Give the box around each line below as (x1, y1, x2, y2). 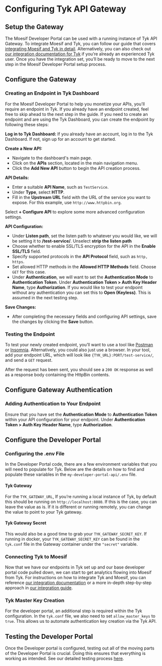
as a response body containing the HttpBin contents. (5, 372, 110, 377)
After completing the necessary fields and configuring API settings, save (12, 313, 157, 319)
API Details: (5, 175, 29, 180)
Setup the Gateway (5, 23, 64, 31)
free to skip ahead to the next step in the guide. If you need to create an (5, 111, 148, 117)
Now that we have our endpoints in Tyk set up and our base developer (5, 564, 145, 570)
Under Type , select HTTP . (12, 189, 65, 195)
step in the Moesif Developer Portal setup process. (5, 62, 106, 67)
